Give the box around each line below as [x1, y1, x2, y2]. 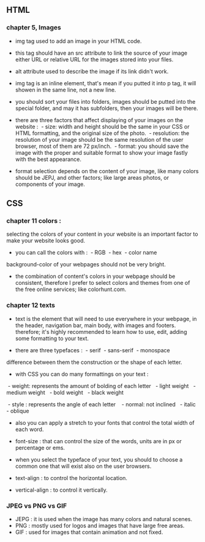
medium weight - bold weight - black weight [6, 389, 124, 396]
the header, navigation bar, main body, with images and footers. [15, 322, 176, 329]
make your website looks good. [6, 237, 86, 244]
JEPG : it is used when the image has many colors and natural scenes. [15, 515, 193, 522]
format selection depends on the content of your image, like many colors [15, 167, 199, 174]
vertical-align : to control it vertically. [15, 486, 108, 494]
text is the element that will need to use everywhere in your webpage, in [15, 315, 197, 322]
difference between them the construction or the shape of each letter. [6, 358, 182, 366]
